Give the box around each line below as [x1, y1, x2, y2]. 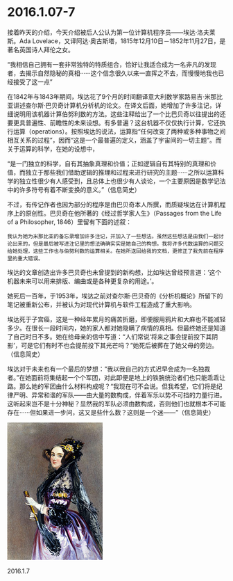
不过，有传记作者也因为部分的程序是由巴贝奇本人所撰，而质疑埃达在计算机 [7, 200, 220, 209]
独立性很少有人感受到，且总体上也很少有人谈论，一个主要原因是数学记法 [19, 177, 226, 185]
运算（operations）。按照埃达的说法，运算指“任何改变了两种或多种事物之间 [12, 127, 226, 136]
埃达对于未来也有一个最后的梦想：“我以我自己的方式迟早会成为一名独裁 [7, 365, 211, 373]
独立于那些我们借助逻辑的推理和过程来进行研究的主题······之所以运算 [25, 168, 218, 176]
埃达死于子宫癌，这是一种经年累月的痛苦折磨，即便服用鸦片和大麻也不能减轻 [7, 315, 226, 324]
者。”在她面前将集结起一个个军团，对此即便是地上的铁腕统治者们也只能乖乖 [7, 373, 220, 381]
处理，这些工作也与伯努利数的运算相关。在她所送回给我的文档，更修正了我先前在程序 [17, 248, 224, 255]
